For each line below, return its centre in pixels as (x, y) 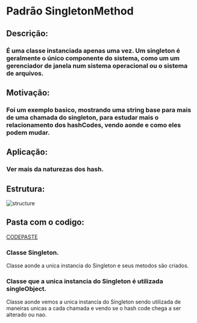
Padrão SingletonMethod (70, 11)
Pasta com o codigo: (45, 222)
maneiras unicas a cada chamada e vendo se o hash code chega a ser (94, 309)
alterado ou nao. (27, 315)
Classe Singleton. (33, 252)
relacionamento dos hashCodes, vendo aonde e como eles (94, 125)
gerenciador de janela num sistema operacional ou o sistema (97, 66)
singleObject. (27, 289)
